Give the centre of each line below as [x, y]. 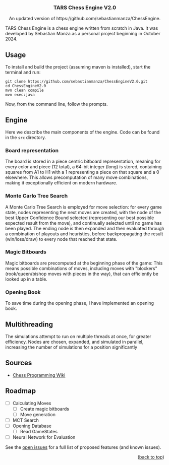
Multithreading [29, 324]
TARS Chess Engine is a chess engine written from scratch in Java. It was [82, 28]
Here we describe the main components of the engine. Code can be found [82, 132]
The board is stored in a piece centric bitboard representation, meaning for [83, 161]
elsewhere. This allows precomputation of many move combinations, [77, 177]
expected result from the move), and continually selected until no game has [84, 223]
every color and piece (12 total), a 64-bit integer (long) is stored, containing [83, 167]
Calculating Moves [32, 403]
